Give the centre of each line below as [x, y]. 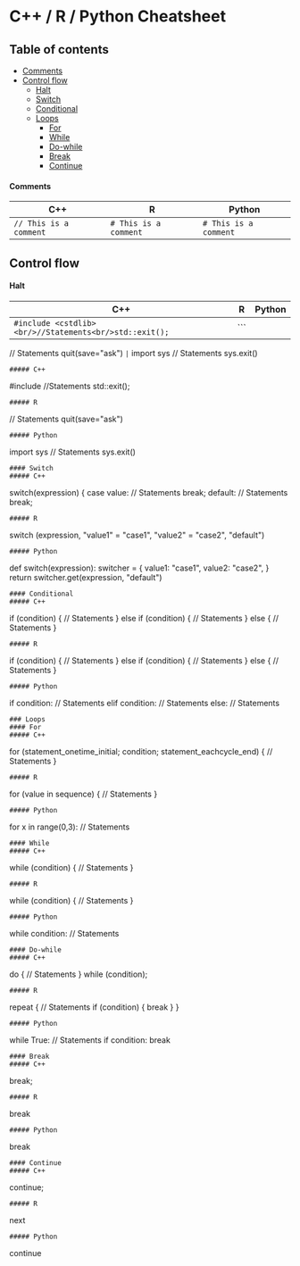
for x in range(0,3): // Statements [70, 827]
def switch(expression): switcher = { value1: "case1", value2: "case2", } [139, 568]
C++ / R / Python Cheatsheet [117, 17]
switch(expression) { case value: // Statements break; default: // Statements [149, 492]
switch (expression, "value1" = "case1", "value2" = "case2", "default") [137, 535]
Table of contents [59, 50]
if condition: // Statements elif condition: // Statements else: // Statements [144, 703]
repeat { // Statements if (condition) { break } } [94, 1007]
